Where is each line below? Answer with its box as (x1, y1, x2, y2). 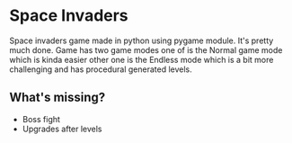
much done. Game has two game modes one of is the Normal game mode (9, 44, 283, 55)
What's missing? (9, 90, 106, 105)
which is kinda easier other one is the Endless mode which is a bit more (9, 54, 274, 65)
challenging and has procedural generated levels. (9, 64, 192, 75)
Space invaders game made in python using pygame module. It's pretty (9, 35, 274, 46)
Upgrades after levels (22, 123, 102, 134)
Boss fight (22, 113, 61, 124)
